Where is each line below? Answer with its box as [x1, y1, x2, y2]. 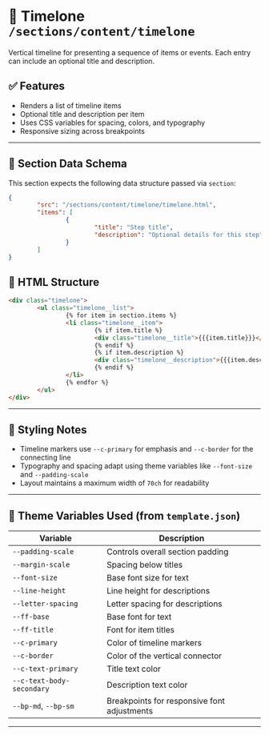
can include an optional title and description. [8, 56, 155, 66]
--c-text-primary [12, 665, 78, 673]
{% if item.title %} [94, 326, 163, 335]
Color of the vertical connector [106, 650, 223, 661]
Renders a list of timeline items [19, 100, 122, 110]
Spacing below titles [106, 560, 183, 571]
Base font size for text [106, 572, 190, 584]
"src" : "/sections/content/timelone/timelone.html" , [37, 201, 217, 209]
